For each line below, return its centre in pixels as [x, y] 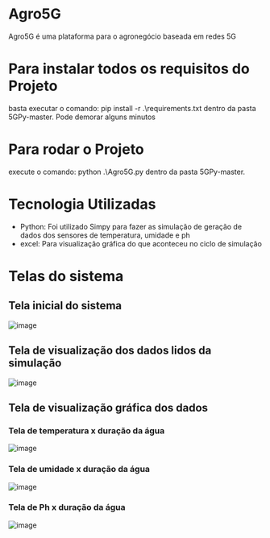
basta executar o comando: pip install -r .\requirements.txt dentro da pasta [132, 108]
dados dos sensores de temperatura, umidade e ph [105, 235]
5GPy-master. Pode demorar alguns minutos [82, 117]
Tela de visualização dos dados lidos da [110, 351]
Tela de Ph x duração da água [67, 507]
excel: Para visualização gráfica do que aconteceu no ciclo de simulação [141, 243]
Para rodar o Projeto [77, 149]
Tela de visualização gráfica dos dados [108, 408]
